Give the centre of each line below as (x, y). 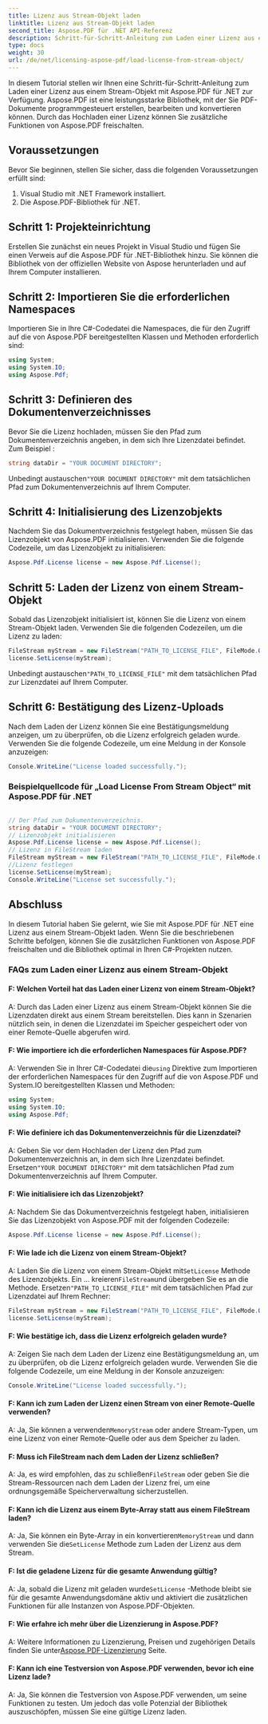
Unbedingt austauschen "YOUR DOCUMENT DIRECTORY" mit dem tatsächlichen (130, 478)
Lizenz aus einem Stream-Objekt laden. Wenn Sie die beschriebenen (121, 932)
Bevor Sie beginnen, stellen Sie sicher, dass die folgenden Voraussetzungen (133, 169)
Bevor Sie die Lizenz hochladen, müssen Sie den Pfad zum (105, 431)
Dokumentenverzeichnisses (80, 412)
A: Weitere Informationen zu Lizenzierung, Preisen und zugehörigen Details (132, 1642)
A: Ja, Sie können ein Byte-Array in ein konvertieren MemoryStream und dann (131, 1536)
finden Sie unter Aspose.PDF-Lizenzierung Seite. (88, 1650)
